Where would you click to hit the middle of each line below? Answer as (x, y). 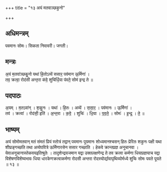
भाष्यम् (12, 130)
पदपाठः (13, 96)
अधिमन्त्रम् (17, 33)
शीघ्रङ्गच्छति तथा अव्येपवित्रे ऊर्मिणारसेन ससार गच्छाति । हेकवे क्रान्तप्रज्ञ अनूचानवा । (72, 147)
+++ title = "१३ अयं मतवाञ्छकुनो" (35, 8)
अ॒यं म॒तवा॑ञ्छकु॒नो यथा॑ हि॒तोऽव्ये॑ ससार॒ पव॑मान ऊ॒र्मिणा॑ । (48, 74)
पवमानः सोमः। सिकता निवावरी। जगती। (37, 46)
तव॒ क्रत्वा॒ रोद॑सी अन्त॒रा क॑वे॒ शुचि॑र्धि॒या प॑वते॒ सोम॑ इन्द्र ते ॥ (49, 79)
